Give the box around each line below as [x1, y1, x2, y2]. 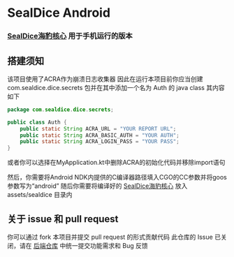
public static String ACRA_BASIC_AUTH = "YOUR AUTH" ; [20, 131, 180, 139]
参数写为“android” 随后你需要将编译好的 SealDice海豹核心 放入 [7, 182, 188, 190]
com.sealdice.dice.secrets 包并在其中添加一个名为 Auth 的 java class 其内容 [7, 83, 225, 91]
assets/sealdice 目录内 [7, 191, 73, 199]
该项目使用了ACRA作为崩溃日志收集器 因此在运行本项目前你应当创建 [7, 75, 204, 83]
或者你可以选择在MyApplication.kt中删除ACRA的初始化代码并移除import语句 [7, 159, 226, 167]
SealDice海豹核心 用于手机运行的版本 [7, 31, 133, 41]
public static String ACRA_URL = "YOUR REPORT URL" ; [20, 125, 177, 132]
